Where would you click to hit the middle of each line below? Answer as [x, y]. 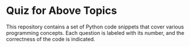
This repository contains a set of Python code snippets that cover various [95, 27]
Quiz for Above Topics [62, 11]
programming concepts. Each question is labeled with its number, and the [95, 32]
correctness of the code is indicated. [51, 39]
